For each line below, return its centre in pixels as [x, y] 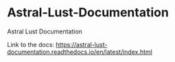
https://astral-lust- [82, 44]
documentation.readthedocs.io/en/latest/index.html [80, 52]
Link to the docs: [31, 44]
